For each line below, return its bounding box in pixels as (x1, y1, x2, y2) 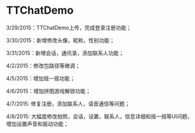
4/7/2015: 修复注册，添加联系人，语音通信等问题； (6, 100, 130, 107)
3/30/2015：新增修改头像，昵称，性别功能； (6, 36, 115, 44)
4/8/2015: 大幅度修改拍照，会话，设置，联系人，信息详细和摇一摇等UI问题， (6, 113, 193, 120)
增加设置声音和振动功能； (6, 120, 69, 127)
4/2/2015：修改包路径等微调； (6, 62, 81, 69)
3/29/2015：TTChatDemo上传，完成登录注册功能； (6, 24, 132, 31)
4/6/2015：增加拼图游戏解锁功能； (6, 87, 91, 94)
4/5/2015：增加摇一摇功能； (6, 75, 76, 82)
